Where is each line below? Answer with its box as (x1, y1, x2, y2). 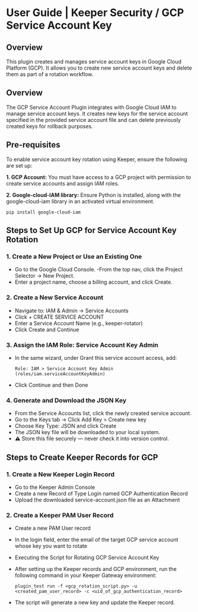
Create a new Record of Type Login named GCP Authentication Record (14, 489, 189, 497)
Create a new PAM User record (14, 525, 91, 532)
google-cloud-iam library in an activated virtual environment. (6, 197, 155, 205)
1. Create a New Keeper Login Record (6, 470, 115, 478)
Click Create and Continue (14, 326, 79, 333)
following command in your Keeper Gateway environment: (14, 572, 157, 579)
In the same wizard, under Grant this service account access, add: (14, 354, 177, 361)
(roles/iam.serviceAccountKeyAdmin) (14, 371, 106, 377)
